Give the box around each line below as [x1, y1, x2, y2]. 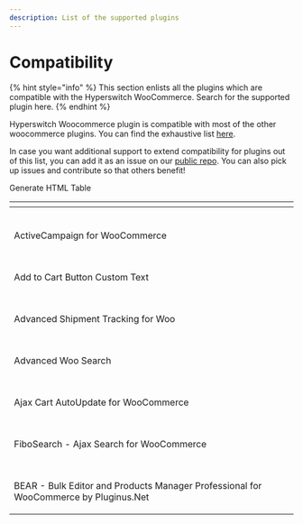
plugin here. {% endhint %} [9, 101, 111, 112]
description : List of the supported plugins [9, 13, 179, 23]
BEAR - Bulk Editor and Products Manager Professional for [14, 479, 262, 492]
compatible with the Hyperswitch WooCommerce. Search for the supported [9, 91, 290, 102]
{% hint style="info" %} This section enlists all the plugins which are [9, 82, 263, 93]
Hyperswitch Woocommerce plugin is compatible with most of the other [9, 118, 277, 129]
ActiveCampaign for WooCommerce [14, 229, 167, 242]
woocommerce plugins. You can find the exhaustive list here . [9, 128, 236, 139]
